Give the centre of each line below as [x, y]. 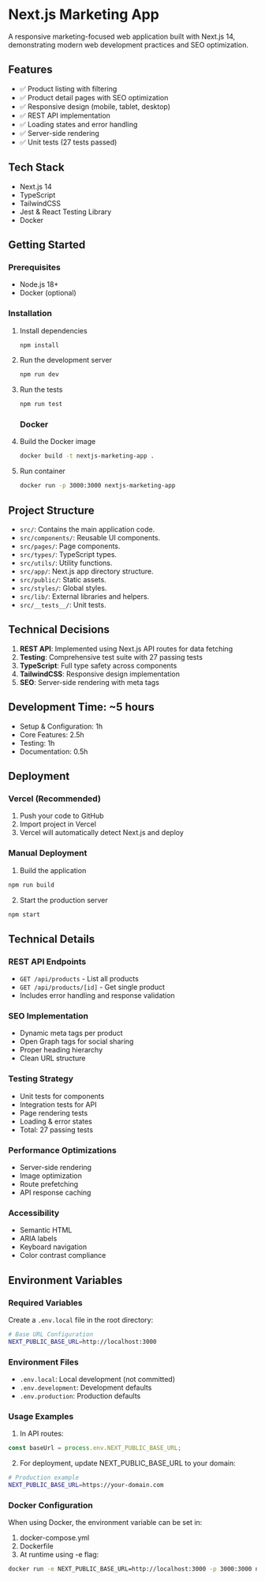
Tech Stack [36, 168]
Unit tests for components [62, 1096]
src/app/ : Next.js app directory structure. [86, 571]
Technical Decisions [59, 630]
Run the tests [41, 390]
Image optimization [51, 1176]
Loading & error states [56, 1121]
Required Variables [45, 1303]
